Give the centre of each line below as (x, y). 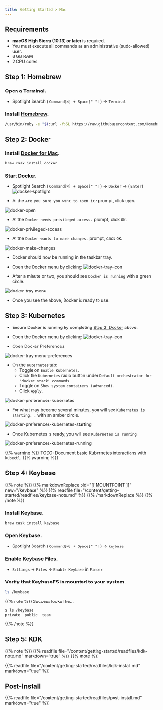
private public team (28, 615)
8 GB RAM (22, 56)
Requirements (27, 29)
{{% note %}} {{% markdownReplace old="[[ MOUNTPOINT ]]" (68, 485)
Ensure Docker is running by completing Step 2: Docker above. (75, 327)
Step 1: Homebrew (33, 77)
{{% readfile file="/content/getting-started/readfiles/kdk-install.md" (73, 666)
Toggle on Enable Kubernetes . (49, 370)
